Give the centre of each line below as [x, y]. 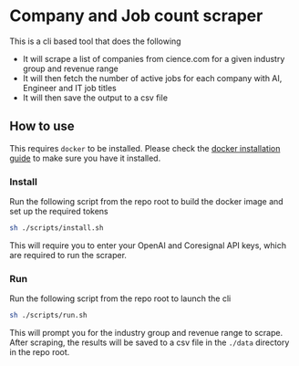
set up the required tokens [59, 212]
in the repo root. [40, 352]
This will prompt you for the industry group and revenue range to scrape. [146, 333]
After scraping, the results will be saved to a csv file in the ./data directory [149, 342]
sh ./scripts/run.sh [49, 316]
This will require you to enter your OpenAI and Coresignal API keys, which [148, 245]
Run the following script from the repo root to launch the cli [120, 298]
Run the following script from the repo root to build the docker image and [147, 202]
